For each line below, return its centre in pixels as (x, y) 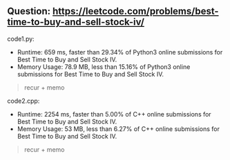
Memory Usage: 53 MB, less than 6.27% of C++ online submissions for (118, 129)
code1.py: (21, 39)
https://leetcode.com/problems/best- (135, 11)
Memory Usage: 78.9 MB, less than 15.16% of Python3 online (104, 67)
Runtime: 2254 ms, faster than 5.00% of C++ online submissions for (114, 114)
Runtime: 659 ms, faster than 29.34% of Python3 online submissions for (120, 52)
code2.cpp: (23, 101)
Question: (29, 11)
